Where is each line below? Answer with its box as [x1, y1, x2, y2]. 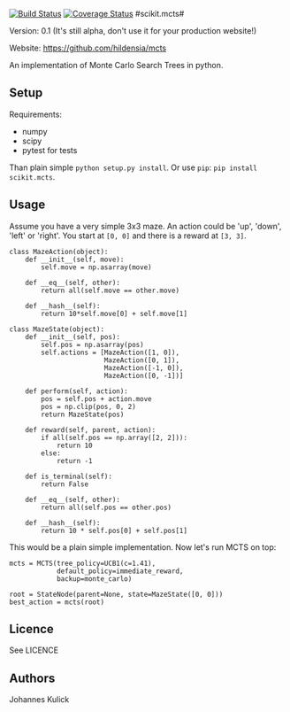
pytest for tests [21, 144, 78, 155]
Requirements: [9, 109, 62, 120]
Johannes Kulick [9, 694, 70, 705]
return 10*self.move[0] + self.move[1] [41, 309, 188, 318]
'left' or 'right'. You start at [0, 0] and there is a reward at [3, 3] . [9, 230, 247, 241]
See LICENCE [9, 645, 59, 655]
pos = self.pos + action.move [41, 394, 152, 403]
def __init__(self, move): [25, 255, 125, 264]
